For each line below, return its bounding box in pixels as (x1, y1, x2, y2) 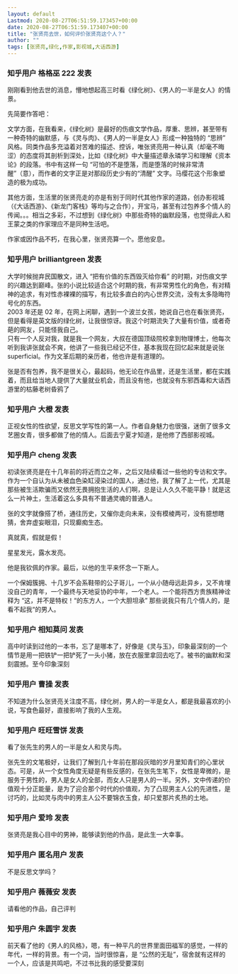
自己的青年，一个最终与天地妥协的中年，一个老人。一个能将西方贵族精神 (13, 588, 225, 596)
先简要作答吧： (7, 109, 51, 118)
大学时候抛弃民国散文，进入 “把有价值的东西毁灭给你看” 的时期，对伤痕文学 (7, 271, 228, 281)
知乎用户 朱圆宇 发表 (7, 924, 76, 934)
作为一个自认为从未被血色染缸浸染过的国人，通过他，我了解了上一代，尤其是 (7, 477, 231, 485)
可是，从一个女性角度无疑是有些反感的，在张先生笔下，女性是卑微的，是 (19, 767, 231, 775)
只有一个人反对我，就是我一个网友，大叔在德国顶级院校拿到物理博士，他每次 (7, 334, 231, 342)
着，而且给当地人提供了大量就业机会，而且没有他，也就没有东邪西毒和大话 (7, 376, 225, 384)
